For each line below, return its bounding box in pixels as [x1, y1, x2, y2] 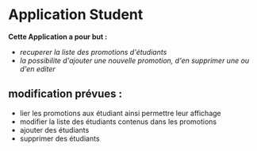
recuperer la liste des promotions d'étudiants [19, 47, 167, 56]
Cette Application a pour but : [8, 32, 108, 41]
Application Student [8, 6, 144, 24]
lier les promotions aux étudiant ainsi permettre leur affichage [19, 108, 221, 118]
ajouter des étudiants [19, 125, 90, 134]
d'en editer [19, 64, 56, 73]
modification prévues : [8, 87, 123, 101]
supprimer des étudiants [19, 134, 101, 143]
